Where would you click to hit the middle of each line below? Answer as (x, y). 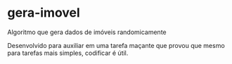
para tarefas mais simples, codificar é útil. (68, 53)
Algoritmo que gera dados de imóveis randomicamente (87, 32)
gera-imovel (44, 13)
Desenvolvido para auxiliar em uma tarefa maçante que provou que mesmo (116, 45)
